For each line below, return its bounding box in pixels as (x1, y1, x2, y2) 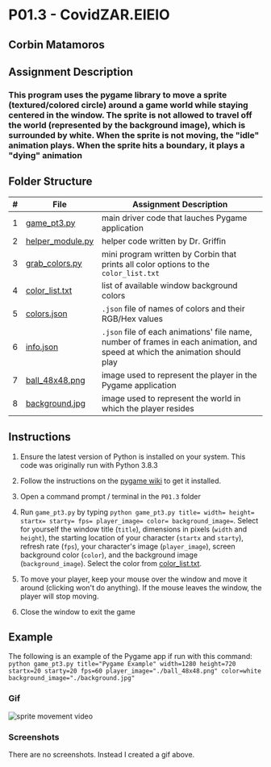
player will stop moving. (19, 591, 99, 601)
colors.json (25, 308, 68, 319)
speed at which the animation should (101, 346, 241, 357)
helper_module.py (25, 236, 94, 247)
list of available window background (101, 280, 238, 291)
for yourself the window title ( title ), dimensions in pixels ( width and (19, 524, 248, 534)
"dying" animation (8, 149, 83, 160)
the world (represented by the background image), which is (8, 119, 246, 131)
